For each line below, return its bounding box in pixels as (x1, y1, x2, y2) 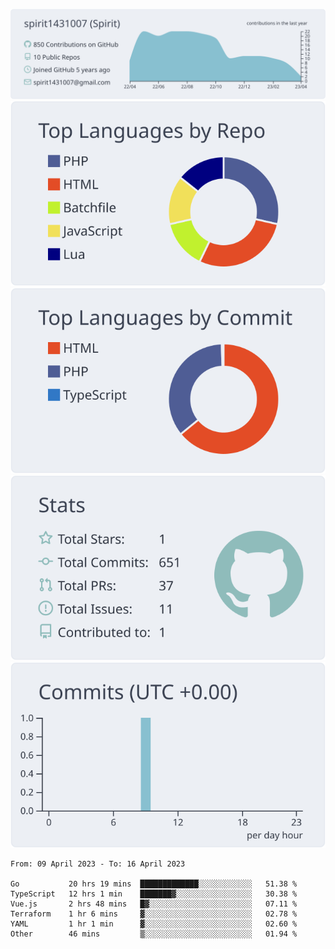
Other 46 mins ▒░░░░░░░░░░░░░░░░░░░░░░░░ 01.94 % (10, 929, 298, 939)
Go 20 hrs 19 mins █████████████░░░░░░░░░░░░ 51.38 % (10, 879, 298, 889)
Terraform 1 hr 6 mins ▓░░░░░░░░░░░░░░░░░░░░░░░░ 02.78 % (10, 909, 298, 919)
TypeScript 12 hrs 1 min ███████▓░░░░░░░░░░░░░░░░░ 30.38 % (10, 889, 298, 899)
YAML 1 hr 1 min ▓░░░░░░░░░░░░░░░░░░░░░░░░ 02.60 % (10, 919, 298, 929)
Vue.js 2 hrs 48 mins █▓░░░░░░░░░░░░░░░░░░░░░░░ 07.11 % (10, 899, 298, 909)
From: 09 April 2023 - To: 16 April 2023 (10, 859, 186, 869)
